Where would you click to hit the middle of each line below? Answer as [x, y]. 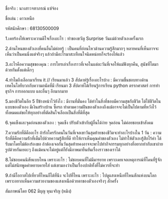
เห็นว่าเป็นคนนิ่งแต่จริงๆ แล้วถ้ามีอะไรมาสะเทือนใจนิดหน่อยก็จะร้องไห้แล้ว [65, 54]
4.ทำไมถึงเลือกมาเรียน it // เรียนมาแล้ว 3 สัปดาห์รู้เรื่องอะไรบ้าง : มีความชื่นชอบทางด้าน [77, 80]
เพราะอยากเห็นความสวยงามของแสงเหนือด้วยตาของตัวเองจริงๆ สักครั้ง [62, 181]
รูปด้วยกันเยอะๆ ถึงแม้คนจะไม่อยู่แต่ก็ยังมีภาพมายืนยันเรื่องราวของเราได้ [63, 150]
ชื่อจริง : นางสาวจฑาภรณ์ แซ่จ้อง [32, 8]
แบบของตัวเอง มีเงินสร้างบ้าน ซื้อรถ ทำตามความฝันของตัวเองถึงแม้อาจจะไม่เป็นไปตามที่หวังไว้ [81, 107]
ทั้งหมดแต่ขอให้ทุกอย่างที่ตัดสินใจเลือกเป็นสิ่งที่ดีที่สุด [47, 113]
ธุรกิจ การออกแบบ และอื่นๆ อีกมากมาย [37, 91]
